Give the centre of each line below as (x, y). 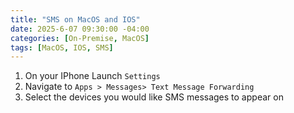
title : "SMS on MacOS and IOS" (75, 19)
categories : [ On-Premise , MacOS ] (80, 38)
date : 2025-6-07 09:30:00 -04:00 (80, 29)
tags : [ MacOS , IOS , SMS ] (62, 47)
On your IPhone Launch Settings (92, 76)
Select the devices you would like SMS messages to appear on (154, 97)
